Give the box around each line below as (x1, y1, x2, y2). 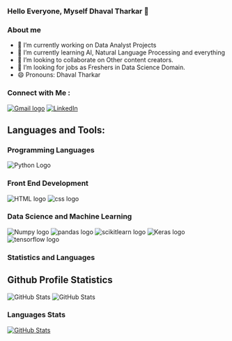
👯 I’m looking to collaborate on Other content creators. (17, 56, 174, 64)
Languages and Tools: (7, 124, 106, 136)
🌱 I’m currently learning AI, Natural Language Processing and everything (17, 48, 225, 57)
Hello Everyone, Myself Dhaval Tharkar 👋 (7, 6, 149, 16)
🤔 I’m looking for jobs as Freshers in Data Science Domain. (17, 63, 186, 72)
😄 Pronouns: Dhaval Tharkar (17, 71, 101, 79)
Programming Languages (7, 145, 95, 154)
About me (7, 24, 42, 34)
